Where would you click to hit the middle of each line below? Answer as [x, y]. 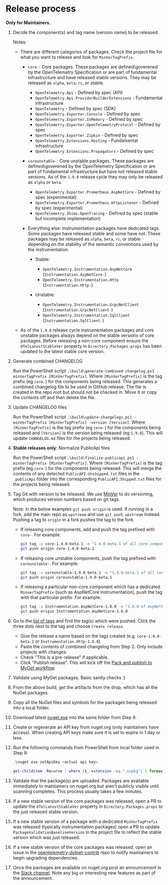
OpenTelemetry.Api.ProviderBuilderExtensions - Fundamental [99, 98]
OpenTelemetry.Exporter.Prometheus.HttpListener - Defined [97, 202]
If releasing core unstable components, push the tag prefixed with [88, 558]
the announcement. [33, 878]
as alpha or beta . [45, 182]
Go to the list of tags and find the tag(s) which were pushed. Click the [84, 621]
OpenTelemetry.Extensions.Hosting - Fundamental [86, 140]
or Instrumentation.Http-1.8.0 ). [68, 641]
